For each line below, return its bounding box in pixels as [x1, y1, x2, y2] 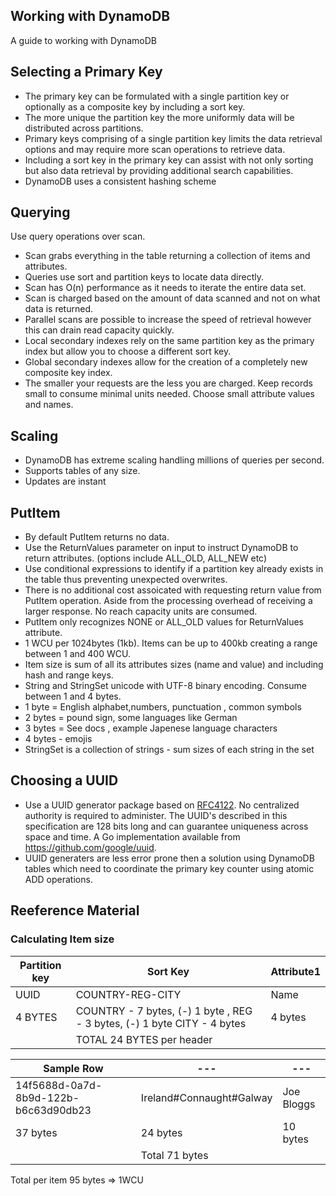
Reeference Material [10, 902, 140, 919]
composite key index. [24, 367, 113, 379]
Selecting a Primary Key [10, 64, 163, 81]
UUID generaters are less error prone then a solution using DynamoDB [24, 852, 315, 864]
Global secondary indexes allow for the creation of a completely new [24, 356, 308, 368]
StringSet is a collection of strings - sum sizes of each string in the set [24, 744, 315, 756]
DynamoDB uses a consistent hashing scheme [24, 175, 217, 187]
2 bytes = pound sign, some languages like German [24, 712, 238, 724]
